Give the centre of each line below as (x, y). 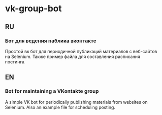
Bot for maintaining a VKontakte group (52, 91)
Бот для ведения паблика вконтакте (51, 41)
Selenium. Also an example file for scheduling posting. (60, 107)
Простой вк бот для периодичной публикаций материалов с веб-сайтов (81, 51)
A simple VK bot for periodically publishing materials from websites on (76, 102)
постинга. (15, 61)
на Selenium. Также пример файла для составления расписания (73, 57)
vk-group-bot (33, 9)
